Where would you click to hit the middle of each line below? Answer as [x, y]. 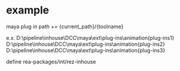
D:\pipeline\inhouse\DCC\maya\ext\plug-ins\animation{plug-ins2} [86, 44]
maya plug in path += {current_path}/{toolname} [65, 26]
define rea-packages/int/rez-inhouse [51, 62]
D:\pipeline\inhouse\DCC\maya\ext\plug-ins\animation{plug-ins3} [86, 50]
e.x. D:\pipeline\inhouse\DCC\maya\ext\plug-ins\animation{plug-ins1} [90, 38]
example [28, 10]
